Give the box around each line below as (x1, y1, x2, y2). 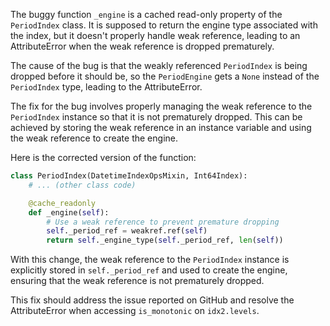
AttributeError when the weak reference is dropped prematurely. (10, 40, 275, 52)
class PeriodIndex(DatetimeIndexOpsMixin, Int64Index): (10, 171, 248, 181)
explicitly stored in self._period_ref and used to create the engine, (10, 264, 288, 276)
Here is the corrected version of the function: (10, 152, 197, 163)
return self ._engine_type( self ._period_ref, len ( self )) (46, 235, 284, 246)
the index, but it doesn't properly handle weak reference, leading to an (10, 30, 301, 41)
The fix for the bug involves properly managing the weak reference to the (10, 100, 313, 112)
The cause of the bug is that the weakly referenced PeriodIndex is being (10, 60, 308, 71)
